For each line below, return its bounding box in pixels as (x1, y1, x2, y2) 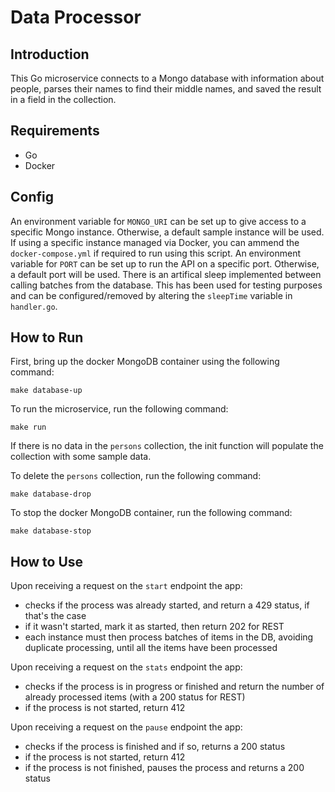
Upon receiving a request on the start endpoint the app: (10, 580, 243, 592)
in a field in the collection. (10, 94, 117, 105)
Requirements (10, 122, 100, 140)
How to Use (10, 553, 84, 570)
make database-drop (10, 489, 92, 500)
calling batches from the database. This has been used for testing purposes (10, 279, 323, 291)
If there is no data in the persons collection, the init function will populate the (10, 440, 324, 452)
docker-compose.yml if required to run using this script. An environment (10, 247, 302, 259)
